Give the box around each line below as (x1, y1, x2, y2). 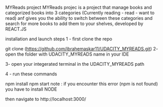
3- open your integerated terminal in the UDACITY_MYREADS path (5, 61, 145, 67)
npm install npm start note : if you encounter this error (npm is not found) (5, 81, 158, 87)
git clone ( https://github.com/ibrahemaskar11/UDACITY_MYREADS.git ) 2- (5, 46, 158, 51)
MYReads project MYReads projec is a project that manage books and (5, 5, 152, 10)
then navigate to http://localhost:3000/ (5, 96, 86, 102)
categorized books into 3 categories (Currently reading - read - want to (5, 10, 155, 16)
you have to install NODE (5, 86, 57, 92)
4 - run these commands (5, 71, 57, 77)
